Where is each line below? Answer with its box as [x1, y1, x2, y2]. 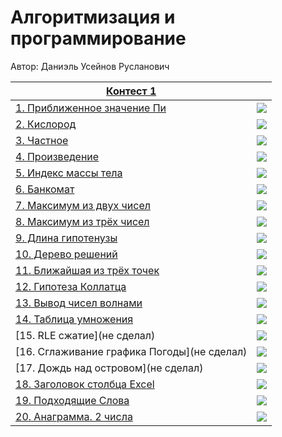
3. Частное [15, 133, 69, 147]
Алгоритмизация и [10, 6, 176, 29]
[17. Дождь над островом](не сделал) [15, 361, 204, 375]
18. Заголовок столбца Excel [15, 377, 155, 391]
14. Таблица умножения [15, 312, 134, 326]
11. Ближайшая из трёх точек [15, 263, 160, 277]
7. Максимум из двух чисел [15, 198, 151, 212]
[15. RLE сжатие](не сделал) [15, 328, 156, 342]
